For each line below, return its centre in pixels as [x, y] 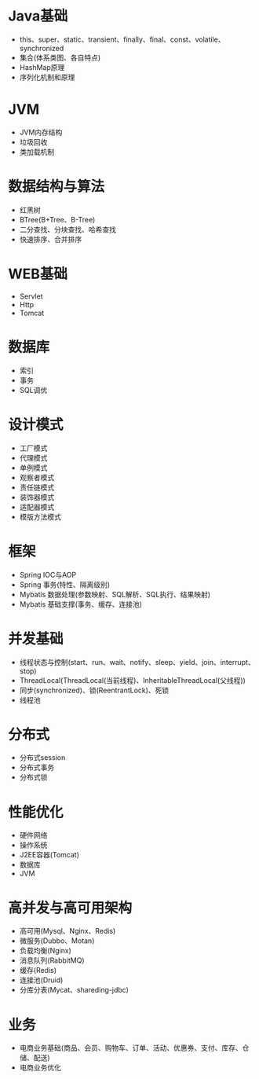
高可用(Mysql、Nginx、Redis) [67, 931]
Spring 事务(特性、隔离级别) [65, 584]
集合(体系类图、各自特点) [60, 57]
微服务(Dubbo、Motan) [57, 941]
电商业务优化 [40, 1068]
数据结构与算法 [57, 187]
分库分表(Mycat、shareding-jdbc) [74, 990]
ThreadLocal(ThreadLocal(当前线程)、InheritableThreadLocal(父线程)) [132, 680]
